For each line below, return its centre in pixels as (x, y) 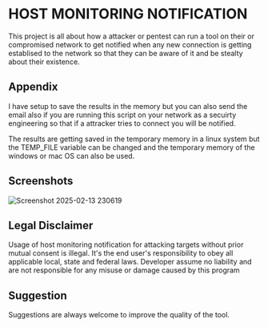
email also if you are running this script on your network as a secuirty (122, 115)
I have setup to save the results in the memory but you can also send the (128, 106)
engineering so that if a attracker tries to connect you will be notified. (122, 123)
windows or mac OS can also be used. (72, 155)
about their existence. (44, 62)
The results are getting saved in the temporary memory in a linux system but (134, 139)
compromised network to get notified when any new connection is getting (130, 44)
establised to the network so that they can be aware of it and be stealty (126, 53)
